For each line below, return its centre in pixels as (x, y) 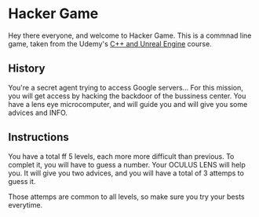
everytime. (26, 204)
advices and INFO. (38, 112)
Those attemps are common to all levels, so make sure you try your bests (126, 197)
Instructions (38, 137)
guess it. (22, 181)
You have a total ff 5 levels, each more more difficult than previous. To (121, 156)
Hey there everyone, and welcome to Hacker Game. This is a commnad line (130, 35)
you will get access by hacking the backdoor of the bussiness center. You (127, 96)
